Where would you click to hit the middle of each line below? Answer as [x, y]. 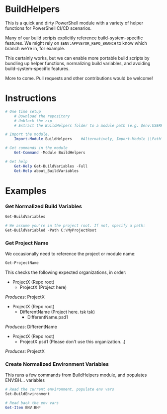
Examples [26, 191]
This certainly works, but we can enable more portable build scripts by [78, 58]
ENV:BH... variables [25, 380]
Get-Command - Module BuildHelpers [50, 153]
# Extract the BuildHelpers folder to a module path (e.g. [77, 125]
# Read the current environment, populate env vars [60, 389]
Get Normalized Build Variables [43, 206]
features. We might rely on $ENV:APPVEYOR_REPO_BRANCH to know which [76, 43]
